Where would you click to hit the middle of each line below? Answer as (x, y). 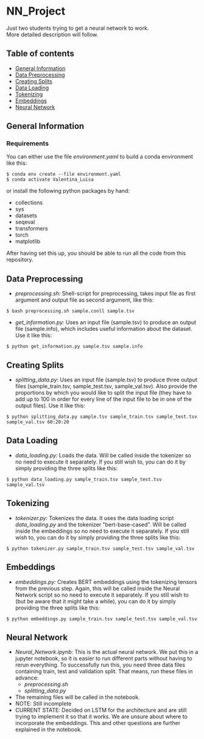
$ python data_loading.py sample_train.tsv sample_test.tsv (84, 479)
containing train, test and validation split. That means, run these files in (104, 671)
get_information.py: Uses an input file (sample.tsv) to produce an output (106, 322)
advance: (27, 678)
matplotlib (28, 241)
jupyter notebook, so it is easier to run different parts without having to (104, 659)
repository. (20, 260)
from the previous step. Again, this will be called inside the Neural (97, 588)
